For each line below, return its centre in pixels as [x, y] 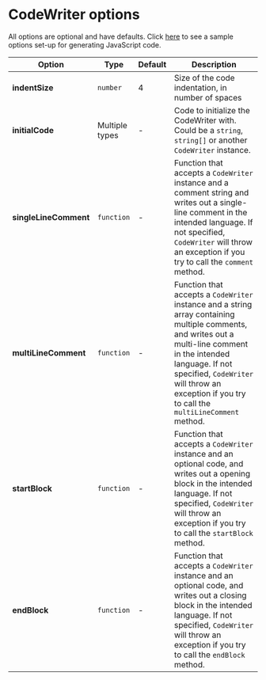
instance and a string [213, 304]
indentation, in [200, 87]
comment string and [211, 192]
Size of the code [204, 78]
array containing [204, 314]
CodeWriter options [74, 15]
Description [214, 64]
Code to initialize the [212, 110]
